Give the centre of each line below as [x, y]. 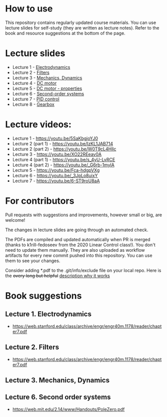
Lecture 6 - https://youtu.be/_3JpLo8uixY [55, 175]
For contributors [40, 201]
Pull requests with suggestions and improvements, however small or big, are [84, 215]
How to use [29, 9]
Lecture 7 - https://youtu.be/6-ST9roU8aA [56, 181]
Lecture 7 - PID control [36, 99]
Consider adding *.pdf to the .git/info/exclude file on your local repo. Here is [83, 270]
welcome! [15, 220]
